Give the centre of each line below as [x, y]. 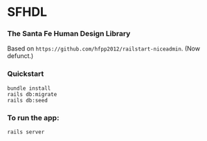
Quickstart [26, 74]
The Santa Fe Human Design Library [69, 34]
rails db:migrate [32, 94]
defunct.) [20, 56]
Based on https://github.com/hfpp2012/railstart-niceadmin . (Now [104, 48]
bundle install [29, 88]
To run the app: [33, 117]
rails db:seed [28, 100]
